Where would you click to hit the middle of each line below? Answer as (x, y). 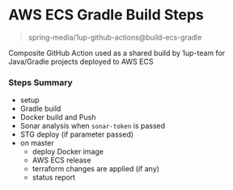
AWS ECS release (61, 160)
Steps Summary (40, 82)
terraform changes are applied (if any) (96, 169)
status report (53, 177)
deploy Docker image (68, 152)
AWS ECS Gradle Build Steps (106, 15)
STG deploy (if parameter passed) (77, 134)
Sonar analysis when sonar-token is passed (93, 126)
